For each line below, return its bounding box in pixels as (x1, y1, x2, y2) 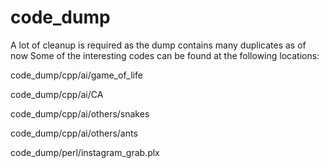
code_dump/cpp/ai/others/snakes (10, 107, 150, 120)
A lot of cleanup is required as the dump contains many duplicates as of (10, 39, 307, 51)
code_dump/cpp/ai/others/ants (10, 127, 138, 139)
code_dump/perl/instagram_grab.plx (10, 146, 160, 158)
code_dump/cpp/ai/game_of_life (10, 69, 143, 81)
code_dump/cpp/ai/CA (10, 88, 104, 100)
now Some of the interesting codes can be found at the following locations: (10, 49, 320, 61)
